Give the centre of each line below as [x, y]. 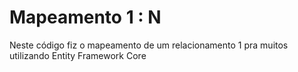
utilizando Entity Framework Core [78, 55]
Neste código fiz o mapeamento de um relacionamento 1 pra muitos [149, 45]
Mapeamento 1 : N [85, 17]
